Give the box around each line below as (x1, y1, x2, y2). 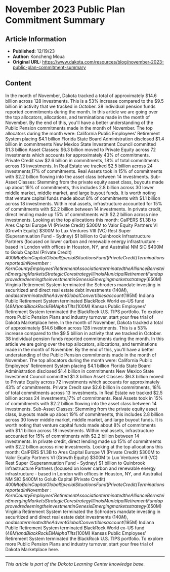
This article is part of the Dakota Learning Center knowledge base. (5, 561, 145, 567)
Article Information (5, 35, 67, 43)
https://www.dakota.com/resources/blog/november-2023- (42, 59, 164, 65)
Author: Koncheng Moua (12, 53, 65, 59)
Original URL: (12, 59, 41, 65)
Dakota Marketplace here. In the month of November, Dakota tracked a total (5, 319, 163, 325)
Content (5, 79, 32, 87)
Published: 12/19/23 (12, 48, 55, 54)
